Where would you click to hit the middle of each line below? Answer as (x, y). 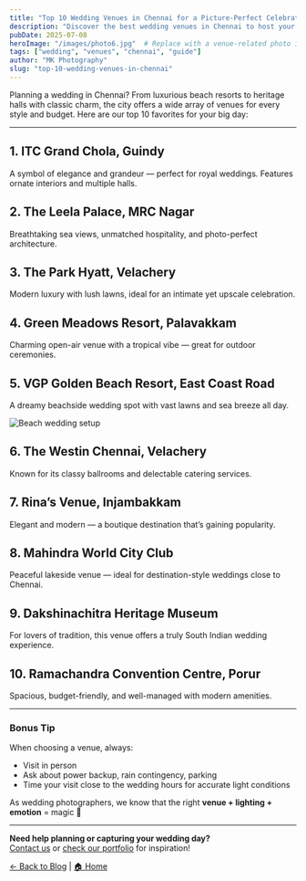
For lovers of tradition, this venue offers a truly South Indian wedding (138, 635)
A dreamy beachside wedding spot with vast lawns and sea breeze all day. (149, 405)
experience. (32, 645)
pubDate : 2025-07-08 (49, 35)
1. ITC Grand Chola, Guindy (87, 152)
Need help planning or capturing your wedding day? (110, 839)
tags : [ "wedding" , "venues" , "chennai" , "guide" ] (106, 52)
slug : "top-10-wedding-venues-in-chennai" (91, 69)
